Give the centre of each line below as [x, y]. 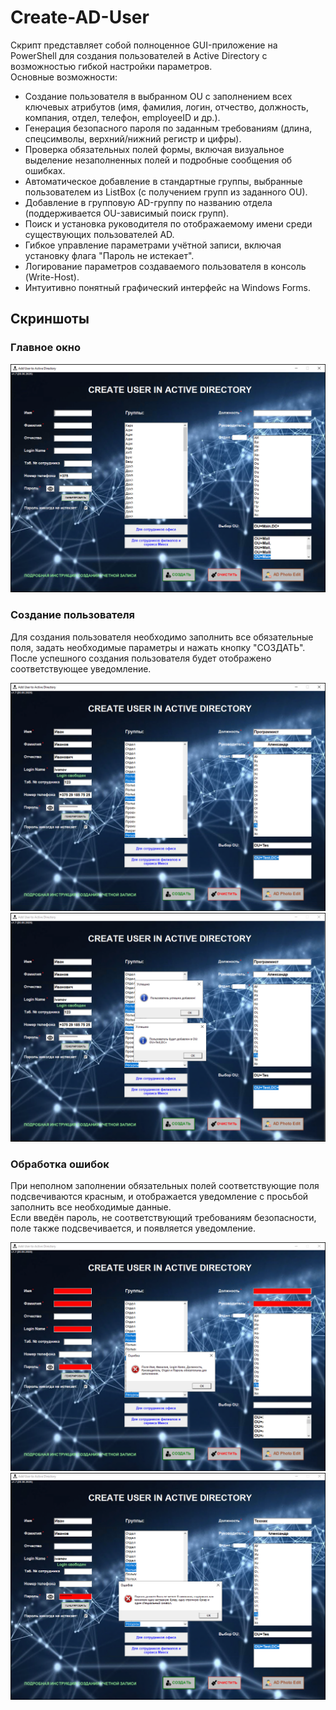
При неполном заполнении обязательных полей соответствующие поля [165, 1186]
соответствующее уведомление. [81, 668]
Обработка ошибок [60, 1164]
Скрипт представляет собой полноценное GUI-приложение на [144, 45]
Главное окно [45, 348]
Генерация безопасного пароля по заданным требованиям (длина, [168, 128]
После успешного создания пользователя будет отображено [141, 658]
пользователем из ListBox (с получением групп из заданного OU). [166, 192]
